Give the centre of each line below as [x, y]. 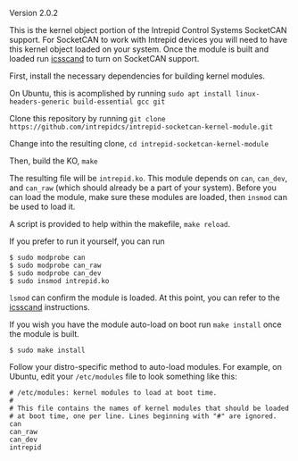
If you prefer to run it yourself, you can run [87, 241]
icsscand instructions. [50, 307]
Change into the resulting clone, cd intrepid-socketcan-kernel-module [139, 143]
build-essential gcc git [119, 102]
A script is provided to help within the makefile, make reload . [120, 224]
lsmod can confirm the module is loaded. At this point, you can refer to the [145, 298]
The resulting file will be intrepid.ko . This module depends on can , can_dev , [149, 178]
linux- [248, 94]
